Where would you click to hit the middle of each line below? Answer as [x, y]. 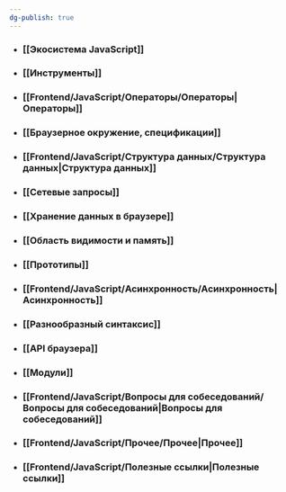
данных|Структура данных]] [89, 168]
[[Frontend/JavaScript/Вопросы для [104, 397]
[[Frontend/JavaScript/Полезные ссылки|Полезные [141, 467]
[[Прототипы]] [55, 264]
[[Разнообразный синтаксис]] [91, 324]
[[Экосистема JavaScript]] [83, 49]
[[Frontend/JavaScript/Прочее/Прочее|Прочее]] [133, 443]
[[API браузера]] [60, 348]
